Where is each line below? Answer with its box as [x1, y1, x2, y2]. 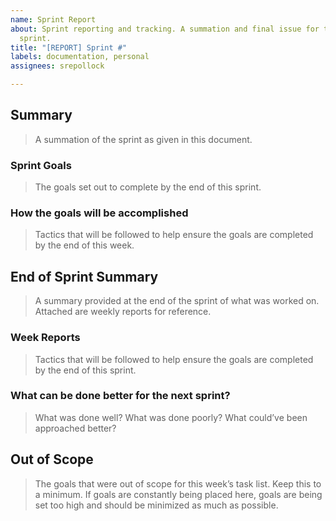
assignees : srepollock [10, 61, 105, 71]
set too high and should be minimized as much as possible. [34, 499, 279, 511]
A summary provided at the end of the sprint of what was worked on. [34, 295, 320, 307]
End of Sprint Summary [10, 268, 159, 285]
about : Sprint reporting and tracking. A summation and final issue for [10, 24, 320, 34]
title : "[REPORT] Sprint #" [10, 42, 128, 53]
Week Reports [10, 331, 81, 345]
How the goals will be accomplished [10, 206, 189, 220]
